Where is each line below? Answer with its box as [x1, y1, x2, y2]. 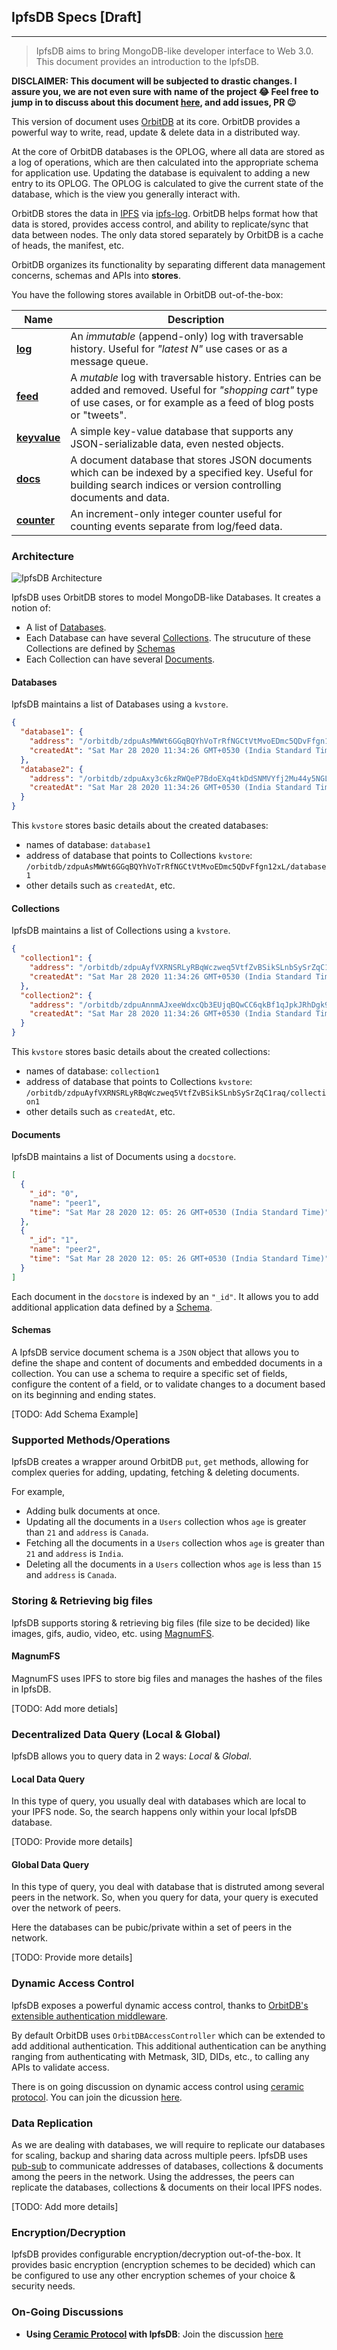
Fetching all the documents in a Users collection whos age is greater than [25, 1537, 326, 1549]
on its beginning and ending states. [11, 1388, 156, 1400]
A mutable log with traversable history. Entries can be [70, 370, 322, 384]
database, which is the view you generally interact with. [11, 188, 241, 200]
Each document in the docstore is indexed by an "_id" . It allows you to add [11, 1290, 319, 1302]
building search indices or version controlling [70, 478, 282, 492]
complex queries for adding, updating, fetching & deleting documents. [11, 1466, 300, 1479]
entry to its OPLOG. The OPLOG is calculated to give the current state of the [11, 177, 324, 189]
